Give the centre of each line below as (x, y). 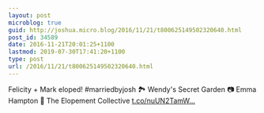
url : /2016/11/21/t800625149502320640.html (81, 67)
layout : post (30, 15)
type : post (26, 60)
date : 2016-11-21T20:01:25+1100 (61, 45)
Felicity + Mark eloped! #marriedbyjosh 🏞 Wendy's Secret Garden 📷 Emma (132, 89)
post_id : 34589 (33, 37)
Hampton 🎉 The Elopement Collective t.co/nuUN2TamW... (102, 100)
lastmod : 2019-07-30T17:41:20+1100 (67, 52)
